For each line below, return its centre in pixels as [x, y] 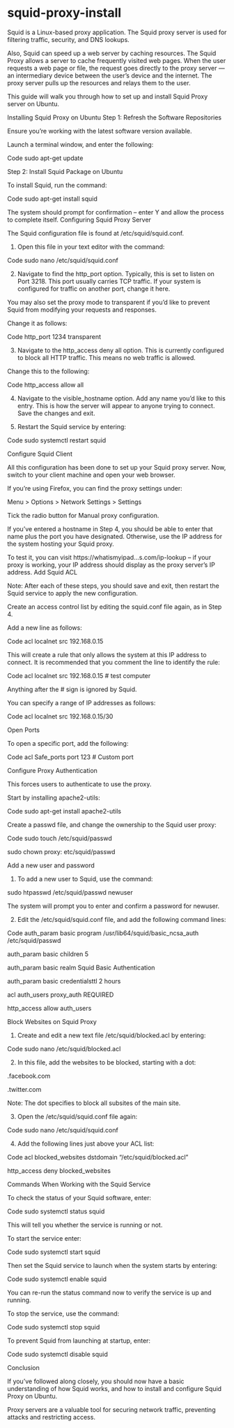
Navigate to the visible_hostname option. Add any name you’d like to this [122, 398]
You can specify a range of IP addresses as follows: [81, 702]
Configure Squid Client [40, 454]
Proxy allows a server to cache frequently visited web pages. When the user [117, 60]
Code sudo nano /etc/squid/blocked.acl [64, 1048]
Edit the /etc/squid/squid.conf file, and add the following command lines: [122, 919]
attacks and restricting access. [52, 1417]
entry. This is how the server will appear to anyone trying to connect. [116, 405]
